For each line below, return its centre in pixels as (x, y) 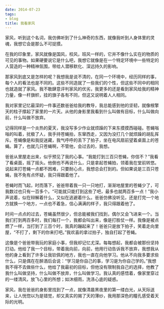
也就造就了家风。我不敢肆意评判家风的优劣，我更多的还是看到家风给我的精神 (82, 89)
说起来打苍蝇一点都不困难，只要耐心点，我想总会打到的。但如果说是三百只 (80, 169)
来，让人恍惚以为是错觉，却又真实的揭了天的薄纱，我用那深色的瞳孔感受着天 (82, 296)
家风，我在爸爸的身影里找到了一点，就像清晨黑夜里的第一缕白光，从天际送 (80, 290)
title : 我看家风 (20, 23)
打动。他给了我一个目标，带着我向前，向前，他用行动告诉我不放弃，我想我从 (82, 249)
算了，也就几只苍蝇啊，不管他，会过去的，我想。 (63, 146)
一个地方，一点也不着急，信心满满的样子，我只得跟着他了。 (78, 204)
